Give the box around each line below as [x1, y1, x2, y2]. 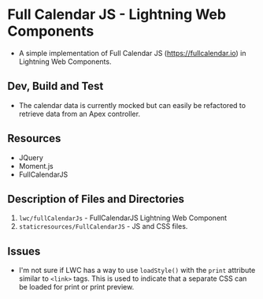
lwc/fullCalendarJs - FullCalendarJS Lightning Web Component [18, 213, 228, 222]
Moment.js [18, 161, 54, 170]
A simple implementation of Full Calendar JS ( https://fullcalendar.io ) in [18, 48, 246, 58]
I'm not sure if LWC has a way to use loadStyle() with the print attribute [18, 266, 256, 275]
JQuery [18, 152, 44, 163]
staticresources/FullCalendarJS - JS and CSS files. [18, 222, 188, 231]
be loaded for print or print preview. [18, 282, 135, 292]
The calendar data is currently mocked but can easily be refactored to [18, 100, 246, 110]
